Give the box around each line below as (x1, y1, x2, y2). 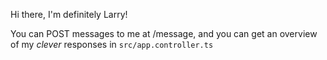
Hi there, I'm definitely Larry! (10, 9, 128, 20)
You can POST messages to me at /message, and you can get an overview (10, 28, 318, 39)
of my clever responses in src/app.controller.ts (10, 39, 214, 50)
